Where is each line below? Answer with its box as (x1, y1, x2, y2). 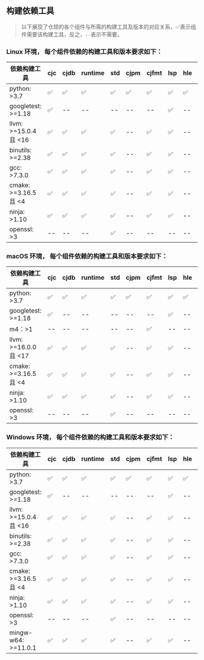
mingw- (9, 628, 33, 637)
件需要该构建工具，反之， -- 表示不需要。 (21, 30, 123, 38)
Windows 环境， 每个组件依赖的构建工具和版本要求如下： (6, 433, 175, 442)
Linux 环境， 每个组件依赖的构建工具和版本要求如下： (6, 47, 163, 56)
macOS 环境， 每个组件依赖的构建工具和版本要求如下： (6, 252, 168, 260)
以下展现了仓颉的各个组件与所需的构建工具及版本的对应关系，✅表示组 (21, 23, 196, 30)
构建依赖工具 (6, 5, 55, 16)
